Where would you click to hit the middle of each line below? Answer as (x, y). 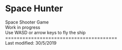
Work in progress (23, 27)
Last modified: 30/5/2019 (31, 43)
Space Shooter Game (27, 22)
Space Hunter (34, 9)
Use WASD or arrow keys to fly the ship (45, 32)
